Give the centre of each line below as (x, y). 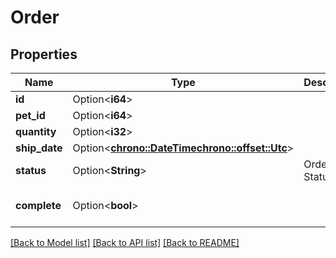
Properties (44, 54)
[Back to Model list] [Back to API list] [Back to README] (125, 242)
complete (38, 205)
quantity (36, 131)
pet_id (30, 115)
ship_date (39, 148)
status (31, 170)
